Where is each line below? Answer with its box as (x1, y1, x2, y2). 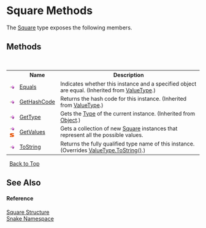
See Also (6, 178, 41, 188)
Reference (6, 194, 34, 202)
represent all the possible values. (60, 131, 143, 139)
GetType (19, 113, 41, 120)
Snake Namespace (6, 215, 54, 222)
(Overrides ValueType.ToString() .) (60, 146, 146, 153)
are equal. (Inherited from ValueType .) (60, 86, 156, 94)
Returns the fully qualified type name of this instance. (60, 140, 195, 147)
